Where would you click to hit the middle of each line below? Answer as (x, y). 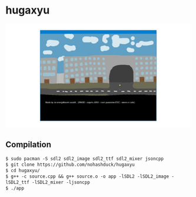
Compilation (28, 144)
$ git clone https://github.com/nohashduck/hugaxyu (70, 165)
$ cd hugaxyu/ (23, 171)
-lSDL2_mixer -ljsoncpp (61, 183)
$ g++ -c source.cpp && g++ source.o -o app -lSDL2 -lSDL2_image (87, 177)
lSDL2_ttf (18, 183)
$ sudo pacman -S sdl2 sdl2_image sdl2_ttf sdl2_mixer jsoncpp (85, 159)
